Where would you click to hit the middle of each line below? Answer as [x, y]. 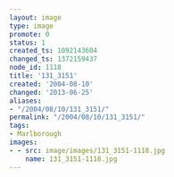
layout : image [36, 17]
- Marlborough [36, 134]
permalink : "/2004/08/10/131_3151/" [77, 117]
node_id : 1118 [36, 68]
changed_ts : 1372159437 [54, 59]
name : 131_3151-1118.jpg [71, 159]
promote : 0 [29, 34]
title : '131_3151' [43, 76]
